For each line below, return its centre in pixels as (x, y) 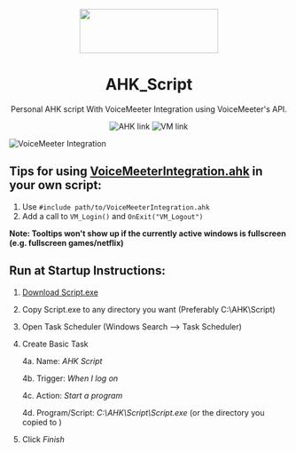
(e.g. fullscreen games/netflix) (66, 242)
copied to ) (42, 422)
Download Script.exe (60, 292)
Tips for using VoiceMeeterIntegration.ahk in (136, 172)
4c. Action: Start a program (72, 395)
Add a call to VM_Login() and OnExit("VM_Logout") (113, 216)
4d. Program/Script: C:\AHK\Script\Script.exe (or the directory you (143, 412)
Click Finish (43, 439)
